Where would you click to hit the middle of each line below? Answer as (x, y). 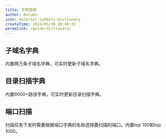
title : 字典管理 (21, 10)
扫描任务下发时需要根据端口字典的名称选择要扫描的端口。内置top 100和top (83, 125)
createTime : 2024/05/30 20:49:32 (41, 24)
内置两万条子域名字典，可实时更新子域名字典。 (54, 63)
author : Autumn (21, 15)
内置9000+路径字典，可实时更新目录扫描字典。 (55, 94)
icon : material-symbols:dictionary (43, 19)
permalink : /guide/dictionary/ (38, 29)
